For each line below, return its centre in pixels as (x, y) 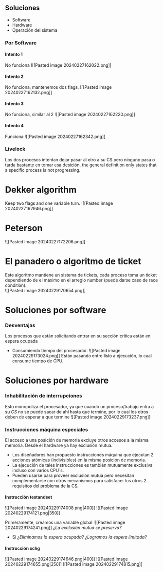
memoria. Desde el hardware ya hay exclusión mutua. (59, 445)
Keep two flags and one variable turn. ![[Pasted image (59, 203)
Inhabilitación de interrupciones (44, 396)
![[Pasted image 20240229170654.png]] (45, 290)
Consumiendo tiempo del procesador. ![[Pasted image (66, 351)
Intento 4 (15, 125)
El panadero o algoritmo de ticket (73, 261)
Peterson (24, 228)
